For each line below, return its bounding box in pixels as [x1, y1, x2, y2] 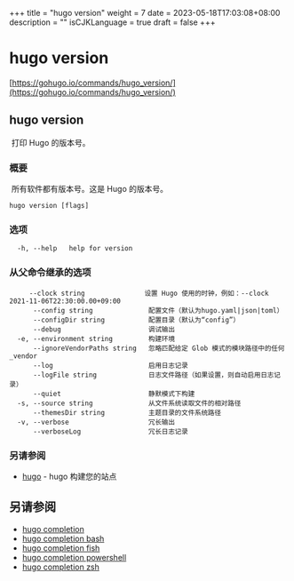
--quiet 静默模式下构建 [32, 389, 195, 398]
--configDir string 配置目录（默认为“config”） [32, 315, 240, 324]
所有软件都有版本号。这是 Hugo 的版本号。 [11, 184, 169, 195]
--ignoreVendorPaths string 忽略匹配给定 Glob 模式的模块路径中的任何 [32, 344, 285, 353]
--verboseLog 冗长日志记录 [32, 426, 188, 436]
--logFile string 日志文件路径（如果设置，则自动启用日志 [32, 370, 274, 379]
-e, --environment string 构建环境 [17, 334, 176, 343]
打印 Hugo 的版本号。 [11, 137, 91, 147]
